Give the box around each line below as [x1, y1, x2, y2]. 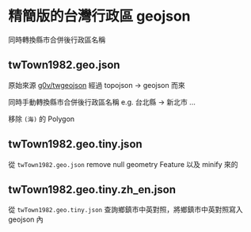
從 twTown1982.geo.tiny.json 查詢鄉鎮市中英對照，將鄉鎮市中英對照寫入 [8, 205, 243, 215]
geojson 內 [8, 215, 44, 224]
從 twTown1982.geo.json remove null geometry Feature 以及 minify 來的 [8, 159, 239, 169]
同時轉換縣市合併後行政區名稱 [8, 35, 105, 44]
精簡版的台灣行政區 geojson [8, 7, 192, 25]
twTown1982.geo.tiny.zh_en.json [8, 183, 177, 196]
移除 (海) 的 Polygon [8, 114, 75, 124]
